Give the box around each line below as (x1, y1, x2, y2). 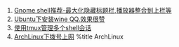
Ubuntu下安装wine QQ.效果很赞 (13, 15, 105, 23)
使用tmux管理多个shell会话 (13, 24, 92, 32)
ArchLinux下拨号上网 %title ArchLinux (13, 32, 124, 41)
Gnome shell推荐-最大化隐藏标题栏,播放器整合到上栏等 (13, 6, 172, 14)
